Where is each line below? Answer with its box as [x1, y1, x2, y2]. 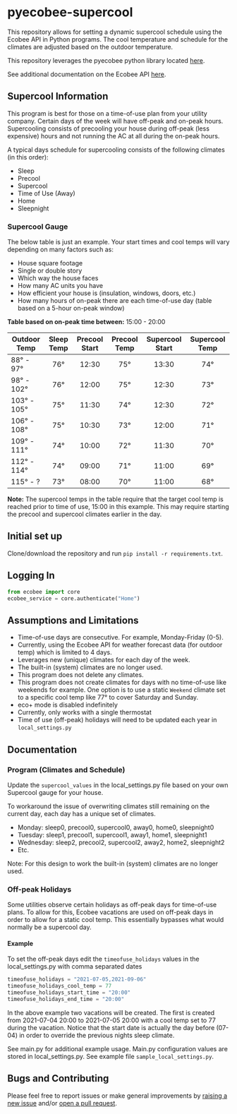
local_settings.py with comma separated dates [7, 962, 142, 971]
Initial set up [7, 530, 63, 542]
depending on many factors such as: [7, 245, 114, 254]
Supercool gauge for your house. [7, 788, 104, 796]
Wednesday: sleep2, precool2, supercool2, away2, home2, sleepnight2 [17, 838, 225, 846]
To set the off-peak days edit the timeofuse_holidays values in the [7, 954, 200, 964]
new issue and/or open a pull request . [7, 1098, 118, 1107]
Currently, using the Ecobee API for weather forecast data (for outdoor [17, 640, 223, 649]
